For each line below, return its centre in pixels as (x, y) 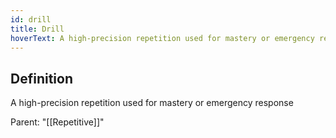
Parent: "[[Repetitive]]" (57, 122)
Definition (41, 78)
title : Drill (37, 29)
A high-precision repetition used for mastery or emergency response (152, 103)
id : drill (31, 19)
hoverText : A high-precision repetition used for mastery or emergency (162, 38)
